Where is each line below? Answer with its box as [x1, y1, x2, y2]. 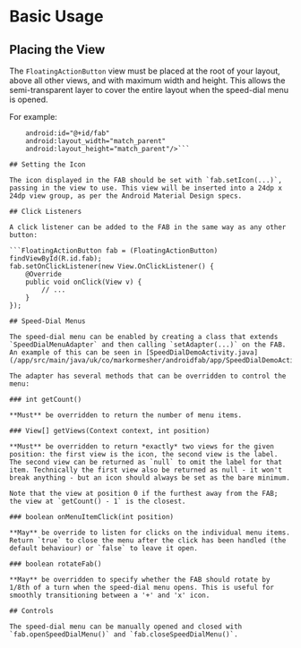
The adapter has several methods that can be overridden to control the [9, 371, 287, 380]
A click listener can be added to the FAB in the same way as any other [9, 223, 287, 232]
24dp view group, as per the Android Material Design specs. [9, 192, 243, 200]
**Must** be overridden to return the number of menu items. [9, 411, 243, 420]
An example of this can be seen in [9, 348, 142, 357]
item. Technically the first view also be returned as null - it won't [9, 465, 282, 474]
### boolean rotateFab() [9, 559, 102, 568]
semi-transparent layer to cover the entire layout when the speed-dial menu [9, 85, 289, 95]
